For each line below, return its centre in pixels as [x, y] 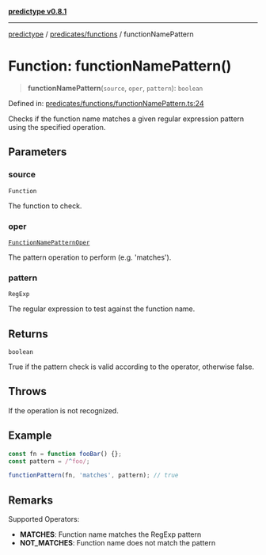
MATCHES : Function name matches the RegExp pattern [110, 534]
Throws [28, 392]
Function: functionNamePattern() [120, 66]
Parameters [38, 152]
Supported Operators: [44, 519]
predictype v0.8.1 [38, 11]
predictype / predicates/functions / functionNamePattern [101, 34]
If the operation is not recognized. [63, 410]
